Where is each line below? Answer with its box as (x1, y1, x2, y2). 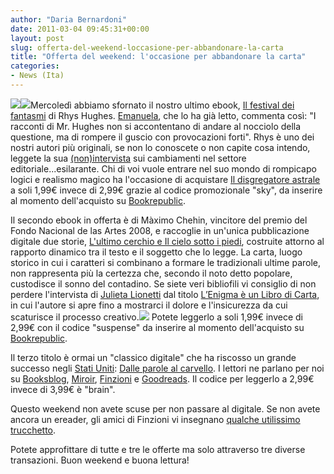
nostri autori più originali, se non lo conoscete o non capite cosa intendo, (10, 141, 311, 153)
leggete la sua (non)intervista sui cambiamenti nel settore (10, 152, 247, 164)
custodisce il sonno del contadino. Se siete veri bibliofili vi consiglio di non (10, 277, 317, 290)
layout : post (10, 33, 65, 43)
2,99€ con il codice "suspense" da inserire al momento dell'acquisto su (10, 321, 305, 333)
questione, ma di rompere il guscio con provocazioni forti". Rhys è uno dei (10, 131, 315, 143)
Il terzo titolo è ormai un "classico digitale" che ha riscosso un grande (10, 351, 297, 363)
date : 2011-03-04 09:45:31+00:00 (10, 24, 150, 34)
